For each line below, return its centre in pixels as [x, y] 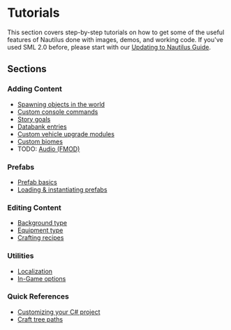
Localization [35, 271]
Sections [27, 69]
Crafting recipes [40, 238]
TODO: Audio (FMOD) [49, 149]
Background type [42, 223]
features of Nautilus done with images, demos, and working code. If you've [115, 39]
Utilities [21, 256]
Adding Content [35, 89]
